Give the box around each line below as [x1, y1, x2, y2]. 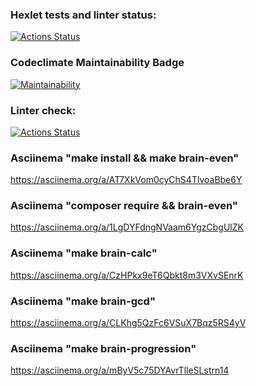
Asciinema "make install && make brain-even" [10, 151, 240, 165]
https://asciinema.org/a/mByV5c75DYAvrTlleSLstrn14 [10, 364, 230, 377]
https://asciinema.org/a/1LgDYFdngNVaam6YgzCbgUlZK [10, 221, 244, 233]
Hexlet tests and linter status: [10, 8, 157, 22]
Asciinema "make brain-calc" [10, 246, 158, 260]
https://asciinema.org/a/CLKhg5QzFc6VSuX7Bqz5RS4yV [10, 317, 247, 329]
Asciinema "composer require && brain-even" [10, 199, 238, 213]
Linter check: [10, 103, 77, 117]
